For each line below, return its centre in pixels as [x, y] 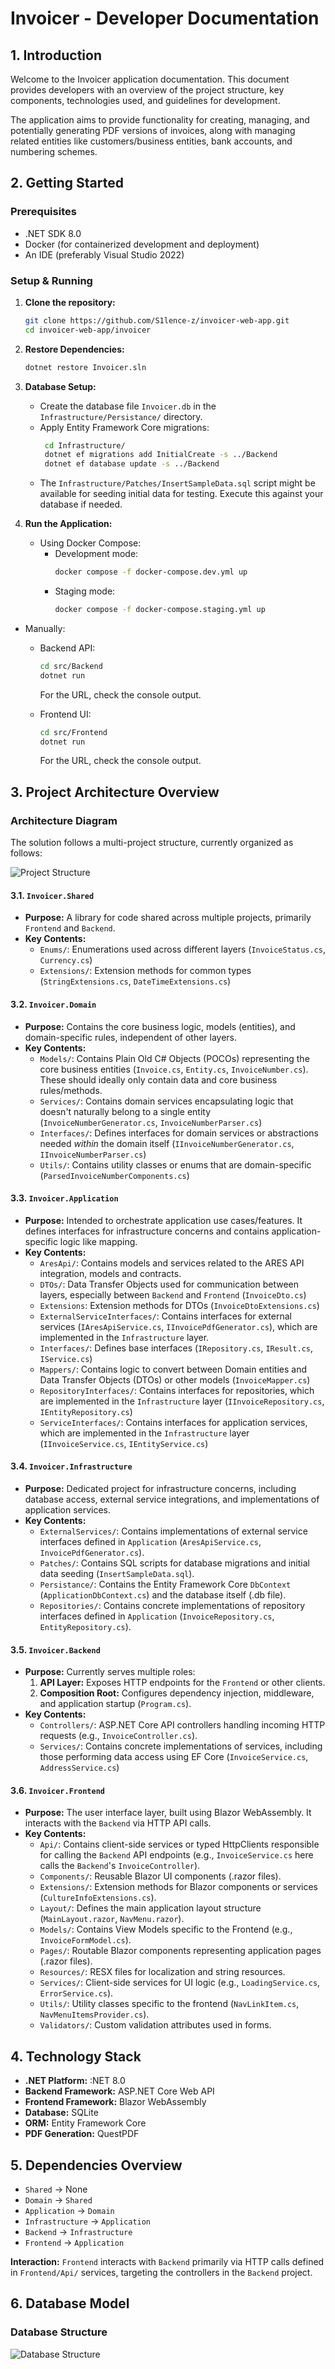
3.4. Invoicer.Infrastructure [71, 1466]
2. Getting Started [67, 183]
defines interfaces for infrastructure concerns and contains [147, 1231]
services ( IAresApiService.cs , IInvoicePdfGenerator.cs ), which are [178, 1326]
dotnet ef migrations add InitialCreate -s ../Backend [161, 455]
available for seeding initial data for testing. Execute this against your [181, 494]
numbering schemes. [54, 151]
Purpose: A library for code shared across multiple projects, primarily [168, 918]
